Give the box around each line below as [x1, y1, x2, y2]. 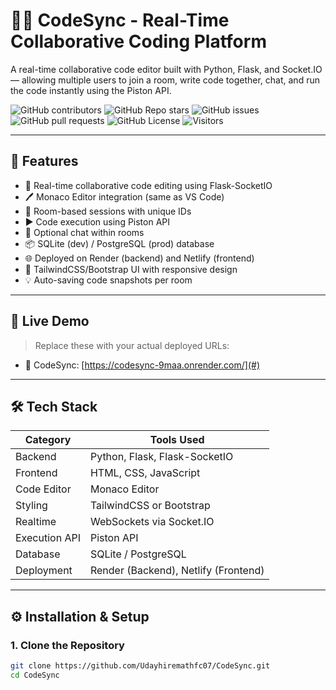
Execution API [15, 531, 81, 545]
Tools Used [149, 433, 205, 447]
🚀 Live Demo [10, 313, 90, 330]
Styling [15, 499, 48, 513]
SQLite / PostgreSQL [89, 547, 187, 561]
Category [24, 433, 72, 447]
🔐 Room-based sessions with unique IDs [24, 205, 192, 217]
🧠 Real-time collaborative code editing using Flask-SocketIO [24, 179, 273, 191]
